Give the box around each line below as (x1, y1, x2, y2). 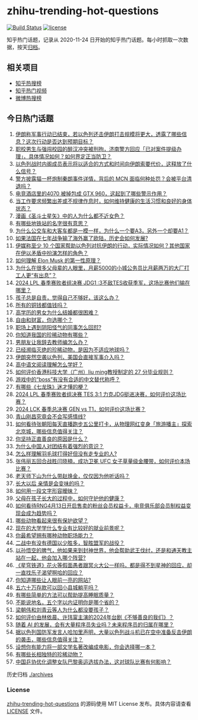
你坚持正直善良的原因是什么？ (15, 435, 88, 442)
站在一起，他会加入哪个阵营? (15, 554, 86, 561)
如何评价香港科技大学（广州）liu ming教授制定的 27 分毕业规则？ (15, 368, 174, 375)
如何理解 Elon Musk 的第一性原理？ (15, 257, 101, 264)
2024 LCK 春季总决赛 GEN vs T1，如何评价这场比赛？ (15, 405, 146, 413)
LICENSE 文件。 (7, 708, 46, 715)
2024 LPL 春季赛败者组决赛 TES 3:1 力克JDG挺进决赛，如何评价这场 (15, 391, 181, 398)
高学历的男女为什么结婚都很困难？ (15, 309, 99, 316)
